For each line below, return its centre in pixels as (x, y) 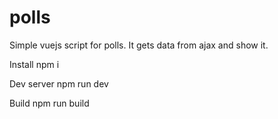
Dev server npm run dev (59, 83)
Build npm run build (49, 103)
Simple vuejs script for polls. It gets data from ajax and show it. (139, 45)
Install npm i (34, 64)
